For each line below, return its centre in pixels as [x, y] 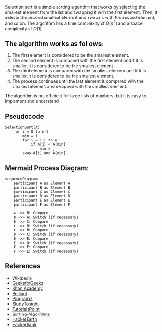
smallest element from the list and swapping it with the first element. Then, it [81, 12]
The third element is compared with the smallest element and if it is [79, 71]
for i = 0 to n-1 [31, 132]
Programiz [22, 298]
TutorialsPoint [26, 309]
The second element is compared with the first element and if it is [77, 61]
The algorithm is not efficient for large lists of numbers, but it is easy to [76, 96]
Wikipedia [22, 278]
